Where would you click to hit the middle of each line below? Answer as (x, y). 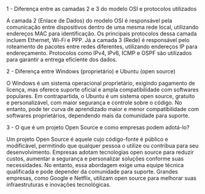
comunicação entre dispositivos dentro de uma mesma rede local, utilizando (102, 27)
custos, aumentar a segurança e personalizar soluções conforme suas (95, 159)
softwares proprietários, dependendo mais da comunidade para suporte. (98, 116)
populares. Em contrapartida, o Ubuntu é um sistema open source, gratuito (101, 96)
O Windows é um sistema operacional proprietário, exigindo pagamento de (101, 83)
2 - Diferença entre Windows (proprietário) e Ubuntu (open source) (91, 71)
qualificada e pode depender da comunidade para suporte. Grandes (92, 171)
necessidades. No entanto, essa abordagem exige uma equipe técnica (95, 165)
